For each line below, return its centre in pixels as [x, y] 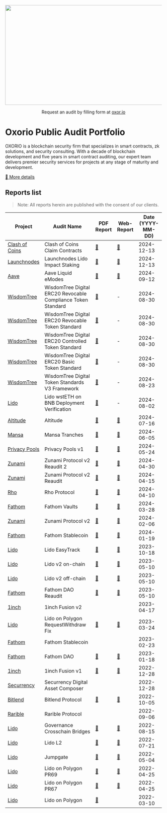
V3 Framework [62, 388]
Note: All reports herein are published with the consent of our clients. [88, 204]
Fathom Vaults [61, 506]
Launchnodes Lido [66, 258]
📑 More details [20, 177]
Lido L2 [53, 743]
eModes [54, 279]
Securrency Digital [66, 682]
